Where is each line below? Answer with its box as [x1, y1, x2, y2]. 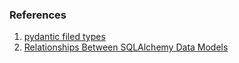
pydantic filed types [23, 31, 106, 43]
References [9, 8, 67, 22]
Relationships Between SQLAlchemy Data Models [23, 41, 229, 53]
